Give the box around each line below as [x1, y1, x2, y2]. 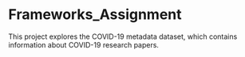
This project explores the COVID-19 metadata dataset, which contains [8, 32, 238, 41]
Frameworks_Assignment [8, 6, 182, 24]
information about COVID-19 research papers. [8, 40, 160, 49]
